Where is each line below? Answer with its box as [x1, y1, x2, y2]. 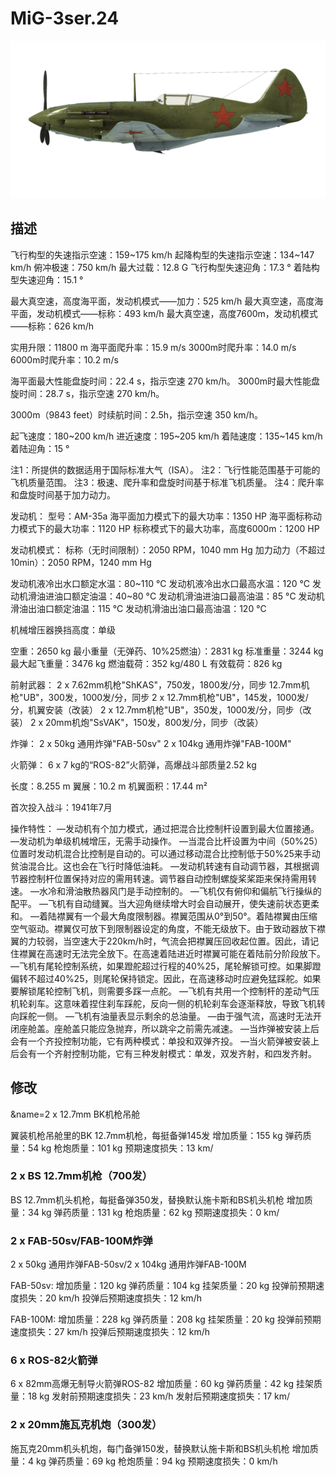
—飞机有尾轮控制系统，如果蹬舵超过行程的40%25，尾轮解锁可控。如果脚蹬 [10, 960, 322, 972]
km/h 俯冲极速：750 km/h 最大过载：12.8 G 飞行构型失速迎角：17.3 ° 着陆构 [10, 261, 320, 273]
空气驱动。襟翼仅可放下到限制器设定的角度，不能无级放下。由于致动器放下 [10, 922, 317, 934]
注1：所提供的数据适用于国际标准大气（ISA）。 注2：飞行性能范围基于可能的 [10, 463, 321, 476]
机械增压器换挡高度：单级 [10, 623, 116, 636]
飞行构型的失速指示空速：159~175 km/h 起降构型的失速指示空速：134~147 [10, 248, 315, 261]
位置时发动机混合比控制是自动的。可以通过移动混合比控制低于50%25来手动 [10, 847, 321, 859]
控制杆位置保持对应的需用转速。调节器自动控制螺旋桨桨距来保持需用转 [27, 872, 317, 884]
